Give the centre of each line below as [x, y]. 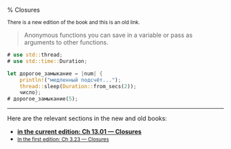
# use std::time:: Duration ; [47, 61]
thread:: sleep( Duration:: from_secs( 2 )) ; [78, 86]
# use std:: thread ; [35, 55]
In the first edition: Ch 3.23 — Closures [63, 139]
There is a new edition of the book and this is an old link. [74, 23]
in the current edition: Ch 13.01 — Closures [79, 132]
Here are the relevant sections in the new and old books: [87, 118]
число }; [30, 93]
